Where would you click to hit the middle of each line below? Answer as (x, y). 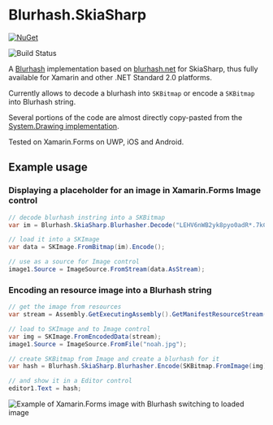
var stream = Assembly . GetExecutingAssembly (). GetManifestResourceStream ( (138, 315)
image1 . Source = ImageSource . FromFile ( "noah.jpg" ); (97, 344)
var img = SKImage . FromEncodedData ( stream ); (85, 337)
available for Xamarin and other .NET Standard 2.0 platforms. (110, 77)
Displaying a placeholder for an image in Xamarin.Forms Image (135, 191)
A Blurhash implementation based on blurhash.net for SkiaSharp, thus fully (133, 69)
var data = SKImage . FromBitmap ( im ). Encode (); (87, 247)
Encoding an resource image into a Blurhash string (110, 290)
